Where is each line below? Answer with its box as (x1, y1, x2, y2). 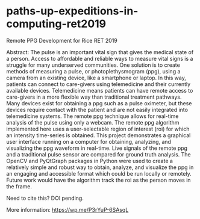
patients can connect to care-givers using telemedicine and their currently (6, 80, 191, 88)
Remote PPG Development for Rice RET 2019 (6, 37, 117, 44)
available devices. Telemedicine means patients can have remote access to (6, 87, 193, 94)
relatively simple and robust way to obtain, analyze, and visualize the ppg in (6, 164, 194, 171)
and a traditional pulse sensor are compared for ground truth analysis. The (6, 150, 191, 158)
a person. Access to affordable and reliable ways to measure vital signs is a (6, 55, 193, 62)
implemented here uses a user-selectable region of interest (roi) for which (6, 125, 190, 132)
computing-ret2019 (6, 17, 107, 31)
